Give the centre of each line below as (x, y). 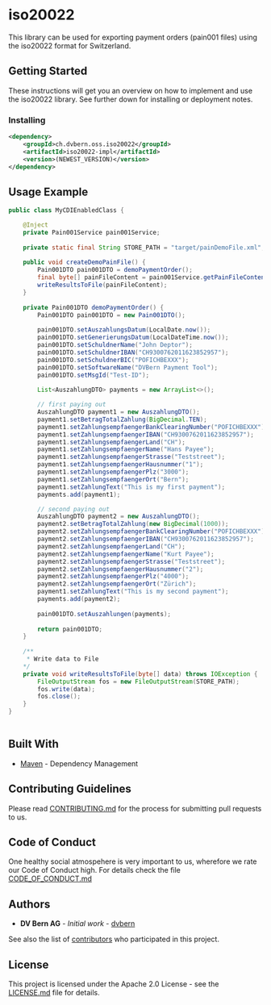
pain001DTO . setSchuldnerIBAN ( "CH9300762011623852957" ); (133, 352)
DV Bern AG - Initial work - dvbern (77, 924)
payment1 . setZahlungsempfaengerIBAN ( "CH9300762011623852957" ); (146, 434)
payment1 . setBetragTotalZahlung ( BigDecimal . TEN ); (122, 419)
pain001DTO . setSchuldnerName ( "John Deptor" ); (115, 345)
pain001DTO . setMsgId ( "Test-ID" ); (94, 375)
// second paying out (74, 509)
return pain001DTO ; (70, 629)
